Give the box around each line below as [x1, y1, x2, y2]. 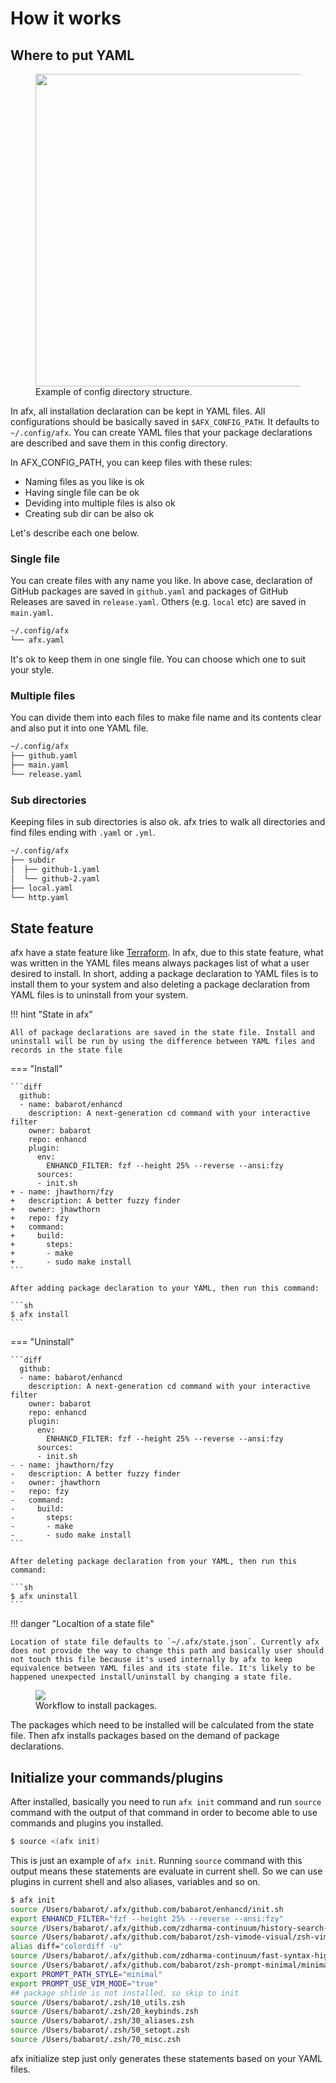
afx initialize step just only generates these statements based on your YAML [10, 2052, 323, 2064]
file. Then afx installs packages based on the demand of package [10, 1730, 280, 1742]
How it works [10, 7, 122, 30]
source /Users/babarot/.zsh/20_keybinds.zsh [10, 2007, 199, 2017]
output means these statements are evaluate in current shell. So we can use [10, 1865, 323, 1877]
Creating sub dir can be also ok [24, 508, 155, 519]
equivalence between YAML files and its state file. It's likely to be [10, 1663, 315, 1674]
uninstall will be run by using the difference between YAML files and [10, 1037, 315, 1047]
